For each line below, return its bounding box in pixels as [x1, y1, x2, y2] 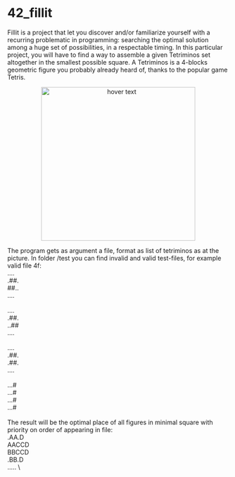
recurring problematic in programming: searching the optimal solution [7, 35, 209, 44]
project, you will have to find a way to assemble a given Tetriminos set [7, 51, 211, 59]
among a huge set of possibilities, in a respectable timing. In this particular [7, 43, 223, 51]
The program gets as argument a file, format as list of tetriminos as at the [7, 246, 220, 254]
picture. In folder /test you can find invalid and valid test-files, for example [7, 254, 222, 262]
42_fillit [7, 5, 53, 21]
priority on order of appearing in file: [7, 425, 113, 433]
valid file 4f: [7, 261, 42, 270]
